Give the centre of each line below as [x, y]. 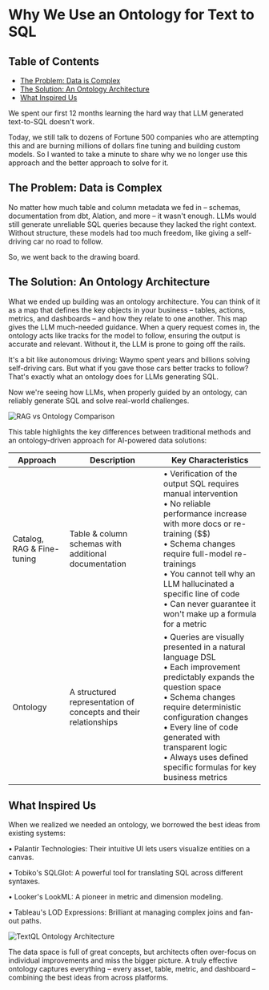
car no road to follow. [68, 241]
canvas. [21, 857]
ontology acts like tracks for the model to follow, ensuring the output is [124, 335]
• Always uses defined [206, 757]
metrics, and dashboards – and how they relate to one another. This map [128, 318]
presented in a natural [204, 647]
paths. [32, 921]
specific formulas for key [210, 767]
